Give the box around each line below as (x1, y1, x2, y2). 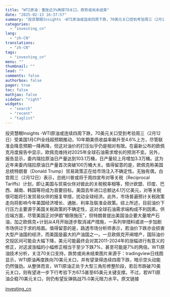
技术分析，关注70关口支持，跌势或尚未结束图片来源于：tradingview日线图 (9, 250, 163, 256)
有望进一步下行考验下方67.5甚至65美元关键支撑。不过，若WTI (27, 269, 156, 275)
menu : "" (5, 59, 24, 64)
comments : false (5, 73, 39, 78)
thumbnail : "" (5, 64, 35, 69)
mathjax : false (5, 92, 37, 97)
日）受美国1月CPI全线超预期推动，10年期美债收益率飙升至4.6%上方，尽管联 (5, 136, 163, 142)
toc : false (5, 87, 28, 93)
